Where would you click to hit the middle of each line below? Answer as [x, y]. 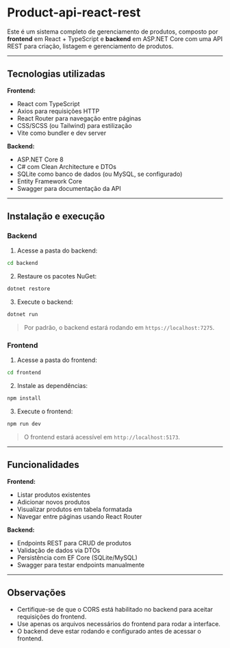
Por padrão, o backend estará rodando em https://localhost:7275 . [119, 328]
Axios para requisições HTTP [58, 111]
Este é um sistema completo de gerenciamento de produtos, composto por [113, 31]
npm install [24, 398]
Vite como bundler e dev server [62, 133]
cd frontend [24, 373]
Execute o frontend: [45, 411]
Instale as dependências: [52, 386]
